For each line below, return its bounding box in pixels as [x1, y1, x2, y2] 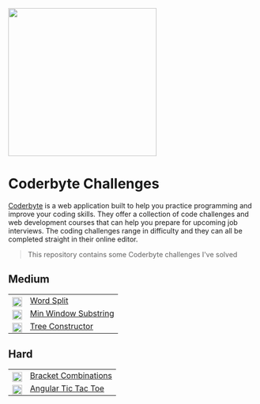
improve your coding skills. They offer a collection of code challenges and [8, 209, 249, 219]
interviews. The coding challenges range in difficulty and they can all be [8, 226, 243, 235]
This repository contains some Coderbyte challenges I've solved [27, 249, 238, 259]
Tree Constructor [30, 320, 93, 331]
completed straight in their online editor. [8, 234, 138, 244]
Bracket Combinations [30, 370, 112, 381]
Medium [8, 272, 50, 286]
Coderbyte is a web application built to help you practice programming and [8, 200, 253, 210]
